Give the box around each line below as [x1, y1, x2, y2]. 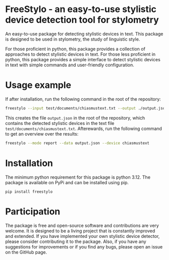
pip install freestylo [5, 189, 53, 194]
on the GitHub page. [5, 249, 47, 255]
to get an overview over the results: [5, 131, 79, 137]
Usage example [5, 79, 71, 91]
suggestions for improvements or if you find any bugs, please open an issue [5, 243, 163, 249]
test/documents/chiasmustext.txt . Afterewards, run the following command [5, 125, 162, 132]
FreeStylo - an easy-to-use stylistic [5, 4, 157, 15]
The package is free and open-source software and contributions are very [5, 222, 159, 228]
